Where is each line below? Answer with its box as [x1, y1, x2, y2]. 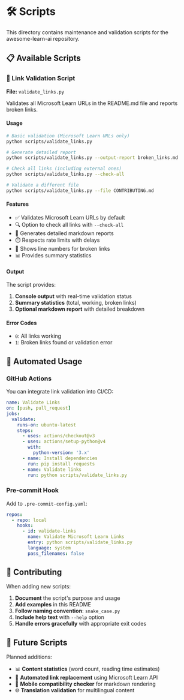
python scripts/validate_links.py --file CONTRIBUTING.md [6, 187, 154, 194]
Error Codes [6, 319, 37, 326]
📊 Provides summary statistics [14, 252, 92, 259]
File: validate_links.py [6, 88, 65, 95]
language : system [28, 545, 71, 551]
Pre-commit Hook [6, 486, 59, 495]
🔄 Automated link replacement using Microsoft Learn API [14, 674, 158, 681]
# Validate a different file [6, 182, 79, 188]
